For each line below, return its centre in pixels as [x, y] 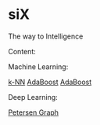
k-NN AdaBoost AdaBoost [50, 82]
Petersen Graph [34, 112]
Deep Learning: [33, 97]
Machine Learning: [38, 66]
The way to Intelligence [46, 36]
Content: [22, 51]
